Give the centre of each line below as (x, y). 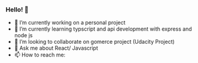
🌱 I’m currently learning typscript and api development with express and (103, 29)
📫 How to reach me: (40, 55)
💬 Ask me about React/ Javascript (56, 48)
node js (23, 35)
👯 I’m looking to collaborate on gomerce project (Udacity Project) (94, 42)
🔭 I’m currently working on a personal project (70, 23)
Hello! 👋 (17, 10)
